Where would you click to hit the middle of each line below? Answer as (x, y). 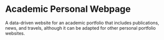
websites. (15, 33)
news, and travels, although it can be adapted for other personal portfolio (80, 28)
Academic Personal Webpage (68, 9)
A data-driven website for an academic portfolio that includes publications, (82, 23)
